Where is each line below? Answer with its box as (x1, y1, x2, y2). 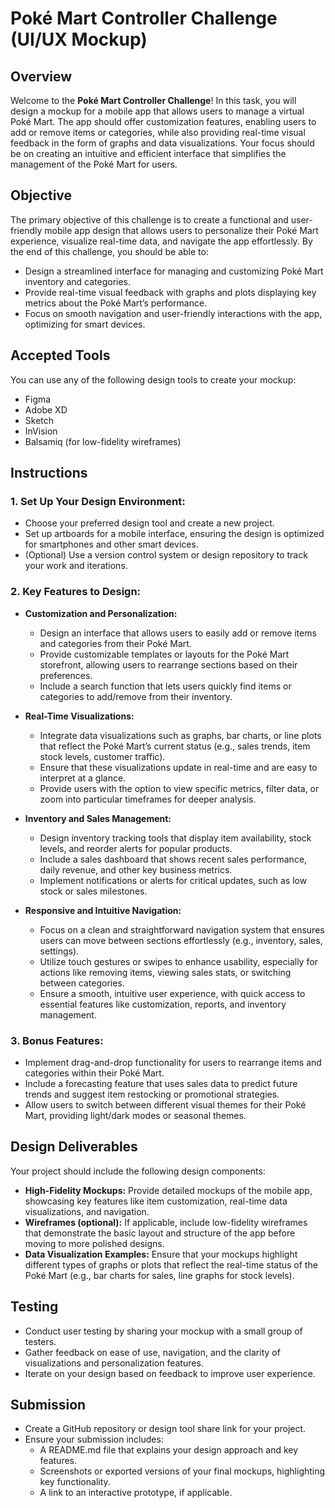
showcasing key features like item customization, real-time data (24, 1195, 288, 1207)
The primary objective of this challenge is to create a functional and (10, 213, 289, 226)
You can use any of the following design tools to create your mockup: (10, 373, 297, 386)
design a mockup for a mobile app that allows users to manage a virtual (10, 105, 305, 117)
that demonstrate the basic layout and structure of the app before (24, 1227, 296, 1239)
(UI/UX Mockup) (10, 28, 148, 51)
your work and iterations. (24, 560, 128, 572)
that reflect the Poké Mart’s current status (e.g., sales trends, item (39, 740, 311, 752)
